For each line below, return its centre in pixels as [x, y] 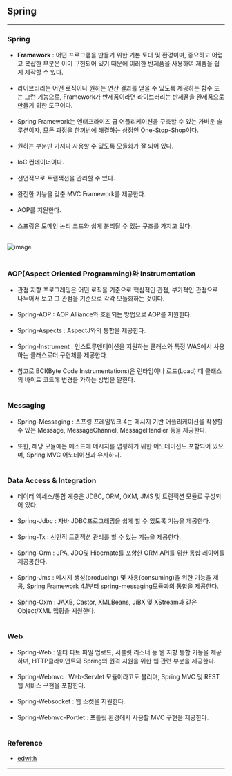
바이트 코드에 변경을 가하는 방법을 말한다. [80, 380]
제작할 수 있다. [44, 73]
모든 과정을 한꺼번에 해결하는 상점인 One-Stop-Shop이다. [121, 130]
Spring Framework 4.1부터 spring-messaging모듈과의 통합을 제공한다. [123, 586]
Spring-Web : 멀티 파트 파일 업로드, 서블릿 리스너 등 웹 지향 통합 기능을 [113, 652]
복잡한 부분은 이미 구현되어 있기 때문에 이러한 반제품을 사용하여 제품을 [118, 64]
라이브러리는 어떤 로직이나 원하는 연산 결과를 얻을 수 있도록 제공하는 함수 [115, 88]
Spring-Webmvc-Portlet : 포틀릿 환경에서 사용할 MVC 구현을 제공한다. [113, 717]
